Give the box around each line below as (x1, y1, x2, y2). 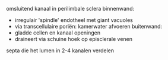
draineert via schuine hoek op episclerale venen (14, 36, 132, 42)
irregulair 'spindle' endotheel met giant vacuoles (14, 17, 134, 23)
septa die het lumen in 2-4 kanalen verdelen (6, 47, 115, 54)
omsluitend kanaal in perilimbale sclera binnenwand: (6, 5, 135, 12)
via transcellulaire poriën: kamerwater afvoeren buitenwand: (14, 23, 162, 30)
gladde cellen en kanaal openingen (14, 29, 101, 36)
